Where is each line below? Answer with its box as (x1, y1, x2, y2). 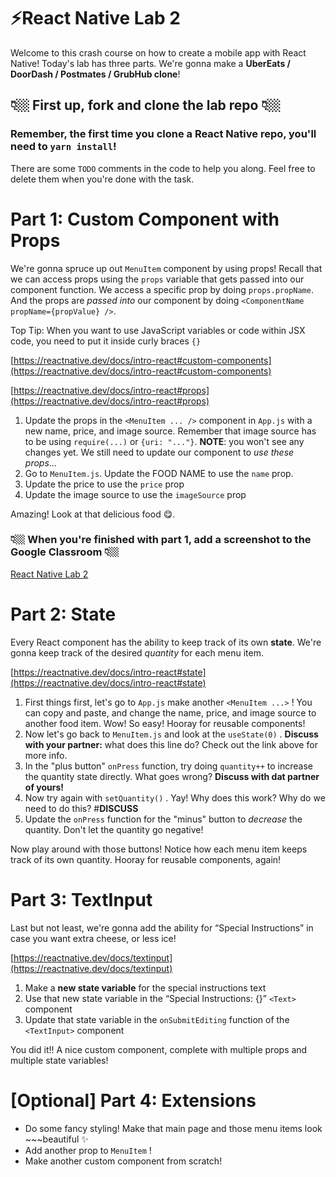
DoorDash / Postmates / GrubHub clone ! (10, 68, 181, 80)
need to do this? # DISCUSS (24, 802, 139, 814)
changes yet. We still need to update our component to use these (24, 446, 295, 458)
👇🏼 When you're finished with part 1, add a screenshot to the (10, 533, 312, 547)
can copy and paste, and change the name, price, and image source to (24, 706, 317, 719)
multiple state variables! (10, 1054, 109, 1066)
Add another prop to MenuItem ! (24, 1144, 152, 1156)
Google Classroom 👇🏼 (10, 545, 120, 559)
